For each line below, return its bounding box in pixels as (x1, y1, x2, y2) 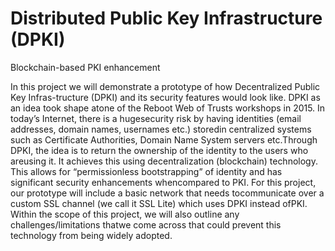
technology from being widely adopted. (10, 229, 173, 241)
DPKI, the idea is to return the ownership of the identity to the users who (10, 144, 309, 156)
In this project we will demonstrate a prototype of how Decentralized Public (10, 80, 321, 92)
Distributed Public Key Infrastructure (10, 7, 323, 30)
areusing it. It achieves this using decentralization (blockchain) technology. (10, 155, 318, 167)
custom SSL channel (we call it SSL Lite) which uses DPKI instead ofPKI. (10, 197, 308, 209)
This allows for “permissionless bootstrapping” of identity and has (10, 165, 283, 177)
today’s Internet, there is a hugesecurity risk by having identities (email (10, 112, 302, 124)
